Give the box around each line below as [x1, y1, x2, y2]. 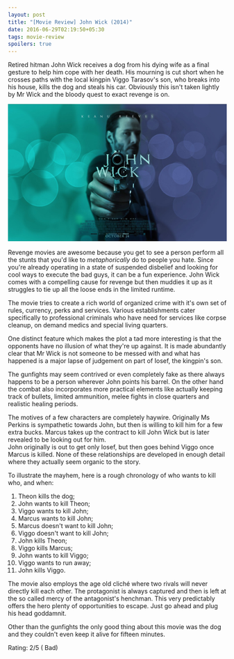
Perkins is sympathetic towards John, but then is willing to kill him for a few [8, 421, 223, 429]
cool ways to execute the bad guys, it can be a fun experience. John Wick [8, 270, 220, 279]
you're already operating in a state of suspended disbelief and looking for [8, 263, 218, 272]
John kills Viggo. [17, 566, 66, 575]
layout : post [8, 11, 46, 18]
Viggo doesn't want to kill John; [17, 529, 109, 538]
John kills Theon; [17, 536, 68, 545]
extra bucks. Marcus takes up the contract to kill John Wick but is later [8, 428, 210, 437]
